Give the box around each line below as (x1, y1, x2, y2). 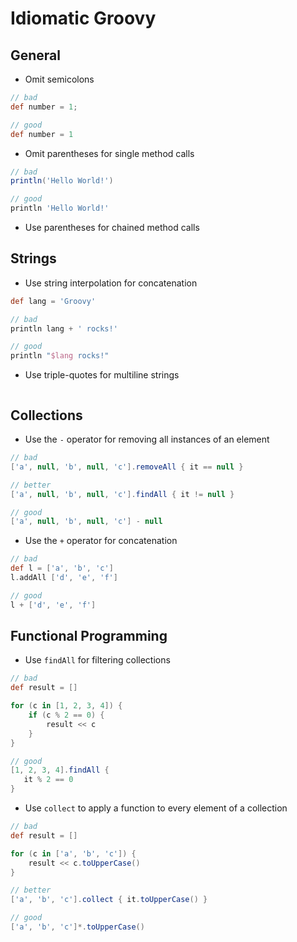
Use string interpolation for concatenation (24, 277, 198, 289)
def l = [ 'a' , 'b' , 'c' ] (10, 563, 114, 574)
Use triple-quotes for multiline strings (24, 369, 180, 381)
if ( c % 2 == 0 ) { (28, 710, 105, 721)
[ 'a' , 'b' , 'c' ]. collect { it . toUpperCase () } (10, 895, 208, 905)
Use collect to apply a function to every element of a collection (24, 802, 288, 814)
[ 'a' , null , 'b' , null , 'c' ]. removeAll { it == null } (10, 462, 244, 472)
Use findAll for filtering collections (24, 654, 171, 666)
